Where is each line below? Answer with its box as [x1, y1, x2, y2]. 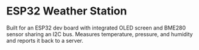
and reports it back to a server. [6, 37, 83, 44]
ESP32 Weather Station [6, 4, 127, 18]
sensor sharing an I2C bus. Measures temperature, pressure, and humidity [6, 30, 193, 37]
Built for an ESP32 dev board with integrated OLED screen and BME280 [6, 24, 186, 31]
